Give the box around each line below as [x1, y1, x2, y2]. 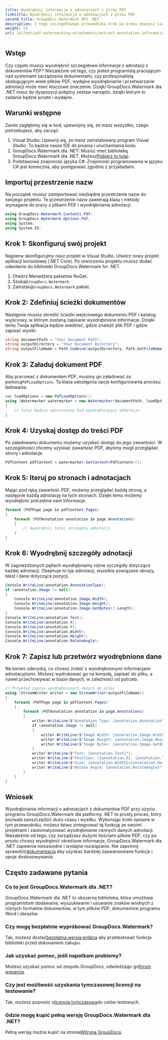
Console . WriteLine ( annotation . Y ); [5, 624, 77, 629]
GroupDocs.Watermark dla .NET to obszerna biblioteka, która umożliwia [5, 894, 153, 900]
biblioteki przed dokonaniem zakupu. [5, 940, 81, 946]
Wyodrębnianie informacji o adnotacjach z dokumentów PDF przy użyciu [5, 806, 155, 812]
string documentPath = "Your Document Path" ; [5, 337, 101, 342]
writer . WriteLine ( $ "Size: [31, 760, 86, 765]
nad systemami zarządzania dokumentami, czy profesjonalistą [5, 73, 133, 79]
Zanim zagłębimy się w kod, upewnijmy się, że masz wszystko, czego [5, 122, 149, 128]
